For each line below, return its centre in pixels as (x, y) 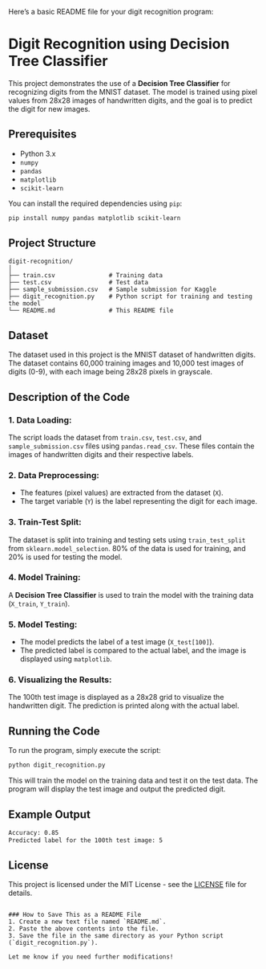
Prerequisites (42, 135)
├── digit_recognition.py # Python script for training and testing (130, 296)
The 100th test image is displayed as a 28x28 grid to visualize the (116, 697)
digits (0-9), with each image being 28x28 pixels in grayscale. (111, 372)
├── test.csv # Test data (79, 283)
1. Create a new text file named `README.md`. (87, 922)
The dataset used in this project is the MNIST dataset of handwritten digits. (132, 355)
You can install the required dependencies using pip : (95, 203)
